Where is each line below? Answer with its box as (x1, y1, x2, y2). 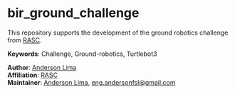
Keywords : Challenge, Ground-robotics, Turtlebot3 (7, 49, 157, 58)
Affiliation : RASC (7, 71, 58, 79)
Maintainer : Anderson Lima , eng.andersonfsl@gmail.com (7, 78, 176, 86)
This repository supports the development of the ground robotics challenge (7, 28, 229, 37)
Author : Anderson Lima (7, 63, 77, 71)
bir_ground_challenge (7, 5, 140, 21)
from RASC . (7, 35, 42, 44)
